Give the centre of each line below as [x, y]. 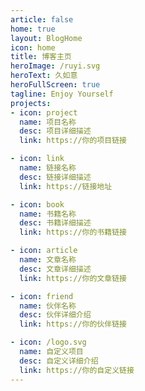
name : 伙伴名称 [48, 306]
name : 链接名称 [48, 168]
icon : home [33, 47]
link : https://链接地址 [66, 186]
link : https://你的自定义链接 [77, 370]
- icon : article [44, 251]
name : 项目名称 [48, 122]
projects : [31, 103]
